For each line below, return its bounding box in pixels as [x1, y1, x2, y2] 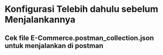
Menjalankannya [5, 14, 76, 25]
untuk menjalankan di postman [5, 41, 103, 50]
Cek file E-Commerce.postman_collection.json [5, 34, 154, 42]
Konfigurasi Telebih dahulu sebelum [5, 3, 158, 15]
